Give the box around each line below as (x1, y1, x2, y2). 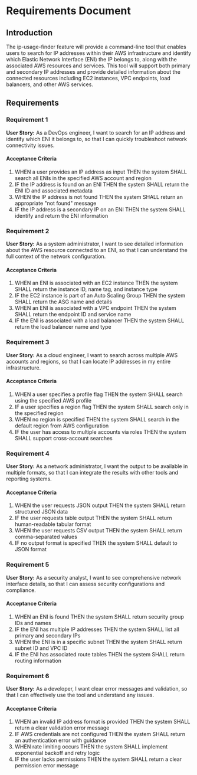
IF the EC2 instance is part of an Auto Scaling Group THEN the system (14, 292, 186, 299)
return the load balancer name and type (14, 323, 111, 331)
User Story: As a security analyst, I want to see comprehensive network (6, 574, 182, 581)
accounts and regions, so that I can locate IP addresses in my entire (6, 358, 171, 365)
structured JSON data (14, 508, 68, 515)
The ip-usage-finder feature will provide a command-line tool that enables (6, 43, 187, 50)
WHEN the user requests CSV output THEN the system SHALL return (14, 527, 183, 534)
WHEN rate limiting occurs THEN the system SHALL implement (14, 743, 168, 750)
